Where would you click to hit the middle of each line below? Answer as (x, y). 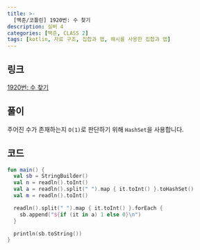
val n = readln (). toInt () (51, 183)
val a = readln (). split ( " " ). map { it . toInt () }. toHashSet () (104, 189)
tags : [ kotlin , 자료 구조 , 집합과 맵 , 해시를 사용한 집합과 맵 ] (89, 40)
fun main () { (26, 170)
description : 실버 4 (35, 26)
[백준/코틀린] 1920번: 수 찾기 (52, 20)
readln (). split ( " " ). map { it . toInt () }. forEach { (88, 208)
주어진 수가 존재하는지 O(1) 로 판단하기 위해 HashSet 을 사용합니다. (95, 129)
